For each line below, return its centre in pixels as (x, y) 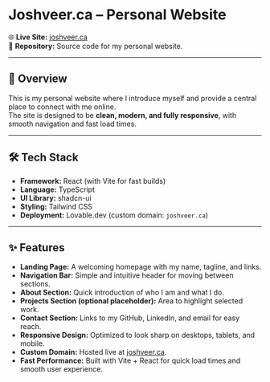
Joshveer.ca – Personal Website (117, 15)
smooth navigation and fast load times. (72, 124)
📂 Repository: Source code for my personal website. (96, 46)
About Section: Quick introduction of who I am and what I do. (122, 293)
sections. (35, 284)
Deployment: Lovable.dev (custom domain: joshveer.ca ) (114, 215)
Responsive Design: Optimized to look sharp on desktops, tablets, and (137, 335)
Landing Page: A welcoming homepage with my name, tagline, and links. (141, 267)
